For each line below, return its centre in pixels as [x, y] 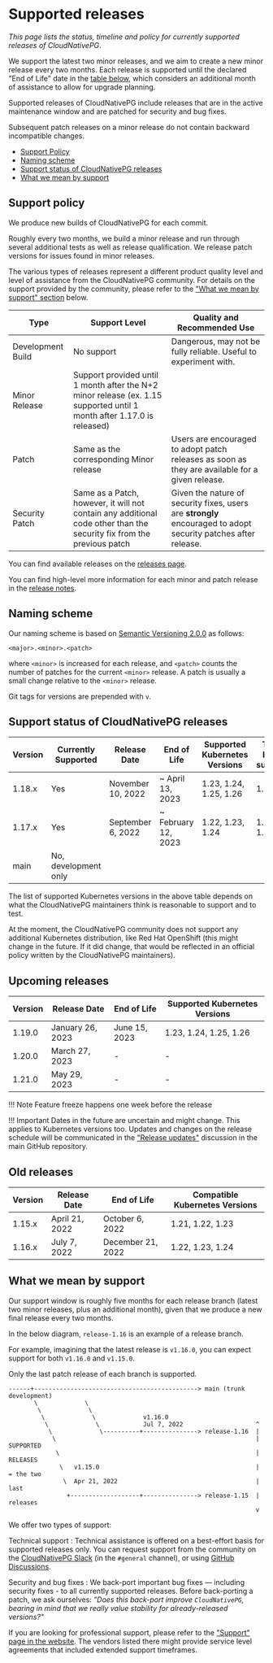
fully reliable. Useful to [214, 351]
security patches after [213, 533]
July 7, [64, 1242]
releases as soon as [209, 459]
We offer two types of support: [60, 1525]
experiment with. [203, 361]
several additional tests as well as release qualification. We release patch [130, 247]
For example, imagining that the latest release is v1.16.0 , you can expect [130, 1349]
